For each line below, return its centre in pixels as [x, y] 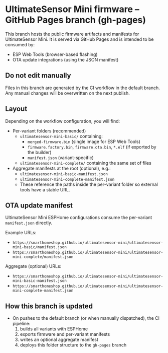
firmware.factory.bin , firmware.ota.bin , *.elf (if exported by [92, 147]
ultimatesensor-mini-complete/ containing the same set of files [86, 163]
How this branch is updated [49, 306]
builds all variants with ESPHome [54, 329]
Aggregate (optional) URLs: [33, 266]
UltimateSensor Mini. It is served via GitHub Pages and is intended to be [79, 39]
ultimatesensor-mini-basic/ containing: [61, 136]
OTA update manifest [39, 205]
